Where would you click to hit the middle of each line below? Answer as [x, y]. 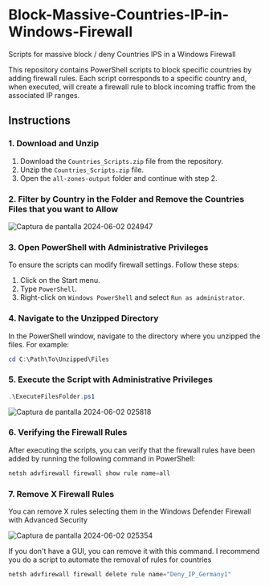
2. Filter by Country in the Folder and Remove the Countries [126, 199]
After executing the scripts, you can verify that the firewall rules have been [132, 450]
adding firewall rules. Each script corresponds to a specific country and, [128, 78]
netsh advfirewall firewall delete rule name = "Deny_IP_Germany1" [120, 575]
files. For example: [39, 344]
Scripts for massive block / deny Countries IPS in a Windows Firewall [122, 54]
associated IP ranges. [44, 95]
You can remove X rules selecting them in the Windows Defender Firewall [130, 511]
